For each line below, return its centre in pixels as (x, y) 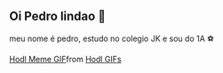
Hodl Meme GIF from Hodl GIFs (65, 59)
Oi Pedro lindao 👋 (58, 16)
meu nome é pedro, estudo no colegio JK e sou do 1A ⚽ (112, 38)
